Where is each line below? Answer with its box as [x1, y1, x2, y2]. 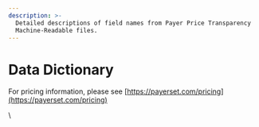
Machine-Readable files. [15, 26, 98, 34]
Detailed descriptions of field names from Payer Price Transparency [15, 19, 251, 27]
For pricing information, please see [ [8, 87, 128, 96]
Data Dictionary [8, 60, 114, 79]
